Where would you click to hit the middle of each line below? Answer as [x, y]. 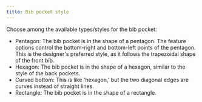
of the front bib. [35, 60]
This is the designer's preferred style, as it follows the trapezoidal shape [105, 54]
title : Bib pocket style [38, 12]
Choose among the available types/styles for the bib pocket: [82, 29]
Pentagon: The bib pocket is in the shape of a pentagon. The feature [100, 41]
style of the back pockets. [48, 73]
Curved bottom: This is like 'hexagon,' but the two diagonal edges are [102, 80]
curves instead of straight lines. [54, 86]
